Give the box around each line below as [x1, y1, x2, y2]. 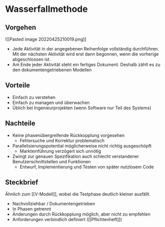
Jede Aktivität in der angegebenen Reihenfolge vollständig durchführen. [12, 46, 159, 51]
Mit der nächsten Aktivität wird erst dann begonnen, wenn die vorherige [12, 51, 159, 57]
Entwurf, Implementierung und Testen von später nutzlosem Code [19, 164, 154, 170]
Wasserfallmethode [5, 3, 88, 15]
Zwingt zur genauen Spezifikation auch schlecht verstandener [12, 153, 139, 159]
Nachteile [5, 119, 36, 128]
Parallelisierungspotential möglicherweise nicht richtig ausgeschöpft [12, 142, 152, 149]
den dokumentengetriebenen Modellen [12, 67, 92, 73]
